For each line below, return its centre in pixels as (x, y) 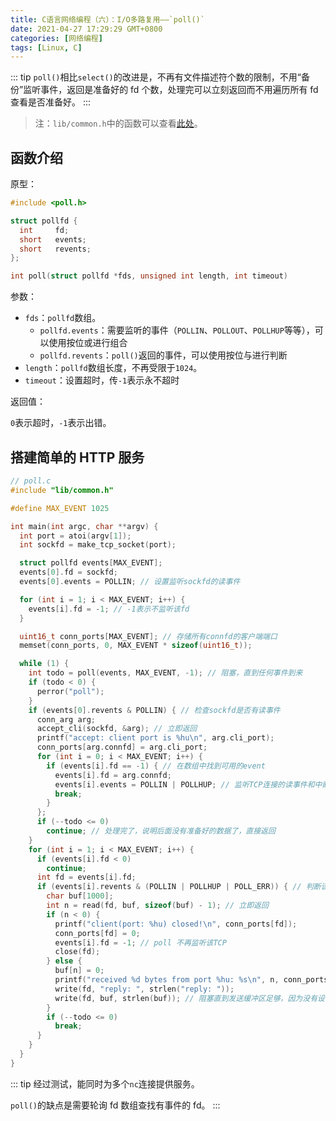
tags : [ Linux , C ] (46, 47)
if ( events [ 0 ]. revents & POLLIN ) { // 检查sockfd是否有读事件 (154, 710)
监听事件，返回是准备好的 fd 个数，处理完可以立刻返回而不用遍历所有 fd (171, 90)
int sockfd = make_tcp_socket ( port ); (98, 545)
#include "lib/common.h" (62, 490)
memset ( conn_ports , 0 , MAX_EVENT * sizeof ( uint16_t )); (136, 646)
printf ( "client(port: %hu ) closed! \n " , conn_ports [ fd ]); (176, 924)
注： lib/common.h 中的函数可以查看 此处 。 (118, 123)
